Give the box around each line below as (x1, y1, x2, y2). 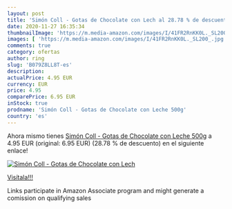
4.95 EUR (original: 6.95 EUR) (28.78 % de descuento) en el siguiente (7, 139, 204, 147)
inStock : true (7, 100, 48, 107)
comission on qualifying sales (7, 194, 92, 202)
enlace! (7, 146, 28, 155)
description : (7, 68, 45, 74)
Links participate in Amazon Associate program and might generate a (7, 186, 204, 195)
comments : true (7, 42, 51, 49)
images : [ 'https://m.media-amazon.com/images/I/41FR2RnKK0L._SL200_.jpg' (7, 36, 227, 43)
